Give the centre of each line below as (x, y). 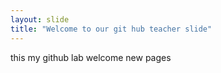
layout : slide (40, 19)
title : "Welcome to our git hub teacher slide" (111, 29)
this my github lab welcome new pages (91, 57)
